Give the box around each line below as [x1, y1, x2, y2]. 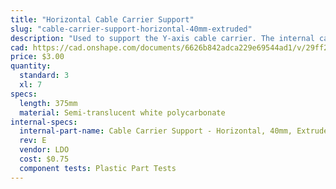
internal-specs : [10, 117, 78, 127]
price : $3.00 [10, 52, 65, 62]
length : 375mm [19, 98, 78, 108]
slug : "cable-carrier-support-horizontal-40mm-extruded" [10, 24, 253, 34]
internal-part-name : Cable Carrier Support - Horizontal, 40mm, [19, 126, 293, 136]
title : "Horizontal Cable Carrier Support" [10, 14, 195, 25]
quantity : [10, 61, 52, 71]
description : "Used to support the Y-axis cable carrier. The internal [10, 33, 315, 43]
